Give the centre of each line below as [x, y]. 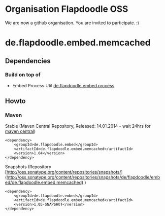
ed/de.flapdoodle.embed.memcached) [44, 182]
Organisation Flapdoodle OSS [66, 9]
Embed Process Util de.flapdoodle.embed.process [63, 85]
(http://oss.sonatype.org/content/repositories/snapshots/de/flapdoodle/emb [82, 177]
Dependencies [28, 61]
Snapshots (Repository [28, 167]
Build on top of [23, 75]
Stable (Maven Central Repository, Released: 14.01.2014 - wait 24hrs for [78, 126]
